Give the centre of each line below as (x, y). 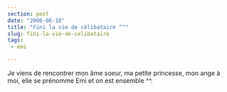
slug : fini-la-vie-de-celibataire (59, 34)
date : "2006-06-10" (36, 21)
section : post (28, 14)
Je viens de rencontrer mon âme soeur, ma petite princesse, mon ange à (114, 73)
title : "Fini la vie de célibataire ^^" (68, 27)
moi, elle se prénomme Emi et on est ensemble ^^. (80, 81)
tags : (15, 40)
